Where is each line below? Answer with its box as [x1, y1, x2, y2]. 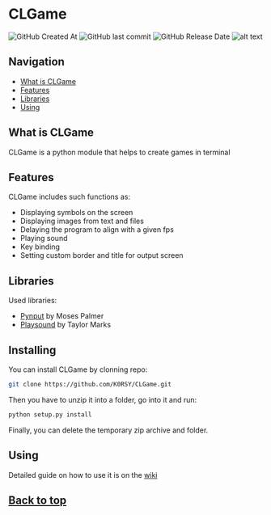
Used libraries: [8, 296, 57, 306]
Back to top [8, 493, 67, 507]
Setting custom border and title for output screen [19, 251, 184, 260]
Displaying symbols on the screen [19, 208, 133, 217]
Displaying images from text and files [19, 216, 144, 226]
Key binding [19, 242, 61, 251]
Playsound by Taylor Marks [19, 320, 112, 330]
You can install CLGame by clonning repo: [8, 365, 148, 374]
